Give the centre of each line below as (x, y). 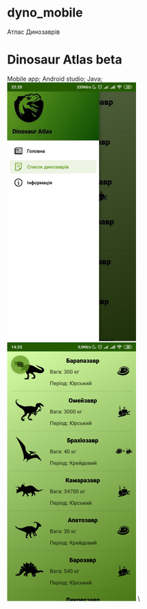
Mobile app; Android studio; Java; (55, 79)
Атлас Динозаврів (34, 32)
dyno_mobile (45, 13)
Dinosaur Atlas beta (65, 60)
